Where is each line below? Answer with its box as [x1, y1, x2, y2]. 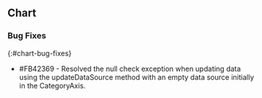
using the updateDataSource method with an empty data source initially [18, 72, 255, 82]
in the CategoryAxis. [18, 80, 86, 90]
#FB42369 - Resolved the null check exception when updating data [18, 64, 241, 73]
